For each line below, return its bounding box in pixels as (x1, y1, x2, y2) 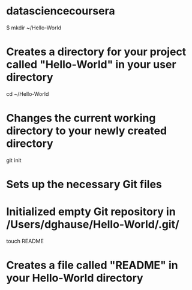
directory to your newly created (6, 124, 167, 138)
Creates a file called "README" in (6, 259, 178, 272)
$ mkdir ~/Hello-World (6, 24, 62, 31)
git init (6, 156, 22, 164)
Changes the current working (6, 111, 156, 125)
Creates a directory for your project (6, 45, 187, 59)
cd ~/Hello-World (6, 90, 49, 97)
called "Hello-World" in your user (6, 58, 176, 71)
